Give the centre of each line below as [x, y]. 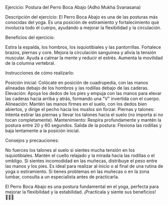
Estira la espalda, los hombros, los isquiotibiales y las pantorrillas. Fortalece [83, 47]
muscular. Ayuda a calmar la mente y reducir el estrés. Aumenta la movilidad [84, 58]
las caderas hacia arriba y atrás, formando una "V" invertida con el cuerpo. [83, 98]
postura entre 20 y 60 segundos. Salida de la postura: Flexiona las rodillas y [83, 125]
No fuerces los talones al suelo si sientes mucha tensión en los [70, 150]
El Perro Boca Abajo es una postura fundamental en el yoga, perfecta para [82, 186]
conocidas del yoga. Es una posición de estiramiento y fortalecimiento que [82, 22]
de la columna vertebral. [30, 63]
